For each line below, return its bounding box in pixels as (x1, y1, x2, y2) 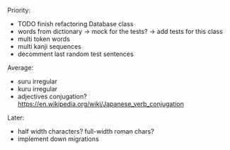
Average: (7, 64, 34, 71)
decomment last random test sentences (17, 50, 134, 58)
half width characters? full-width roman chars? (17, 127, 154, 135)
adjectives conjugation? (17, 92, 87, 100)
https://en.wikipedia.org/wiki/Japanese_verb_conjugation (17, 100, 184, 108)
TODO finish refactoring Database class (17, 20, 134, 28)
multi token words (17, 35, 71, 43)
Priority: (7, 6, 30, 14)
